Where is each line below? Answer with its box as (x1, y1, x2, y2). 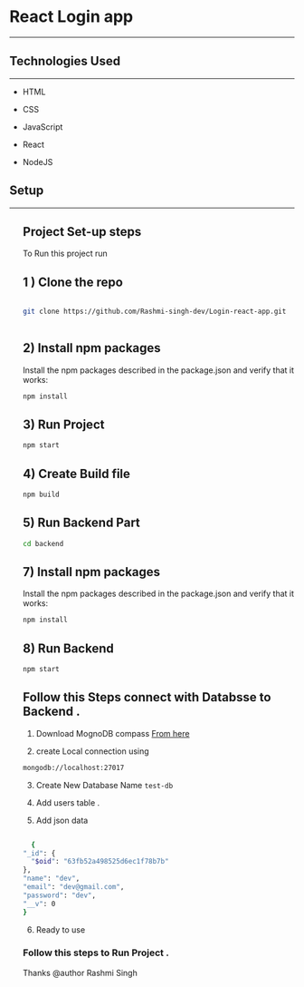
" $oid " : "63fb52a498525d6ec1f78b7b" (31, 857, 169, 866)
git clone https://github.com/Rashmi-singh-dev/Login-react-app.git (22, 307, 287, 317)
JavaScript (22, 121, 63, 132)
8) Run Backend (22, 640, 115, 656)
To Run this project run (22, 248, 109, 259)
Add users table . (35, 796, 100, 808)
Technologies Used (9, 54, 120, 69)
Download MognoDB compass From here (35, 728, 190, 738)
